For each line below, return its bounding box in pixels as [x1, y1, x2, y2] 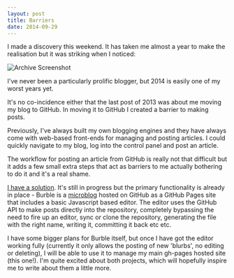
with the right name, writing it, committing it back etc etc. [7, 221, 172, 229]
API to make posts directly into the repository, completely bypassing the [7, 206, 214, 214]
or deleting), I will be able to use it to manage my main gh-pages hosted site [7, 249, 226, 258]
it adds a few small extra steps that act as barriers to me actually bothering [7, 162, 223, 171]
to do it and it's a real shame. [7, 169, 91, 179]
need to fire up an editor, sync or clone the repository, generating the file [7, 213, 217, 221]
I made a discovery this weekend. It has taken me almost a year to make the [7, 43, 226, 51]
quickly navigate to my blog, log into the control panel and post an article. [7, 141, 219, 150]
